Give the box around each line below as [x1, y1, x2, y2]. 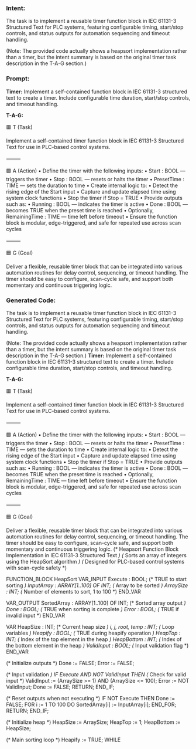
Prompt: [6, 74, 30, 83]
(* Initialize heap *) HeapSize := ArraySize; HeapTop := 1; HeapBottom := [6, 719, 181, 726]
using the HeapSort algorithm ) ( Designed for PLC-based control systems [6, 558, 185, 565]
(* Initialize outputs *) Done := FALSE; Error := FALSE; [6, 659, 135, 666]
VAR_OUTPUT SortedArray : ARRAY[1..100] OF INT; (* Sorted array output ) [6, 599, 186, 606]
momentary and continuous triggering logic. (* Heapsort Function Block [6, 545, 179, 553]
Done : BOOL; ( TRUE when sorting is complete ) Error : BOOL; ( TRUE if [6, 605, 180, 612]
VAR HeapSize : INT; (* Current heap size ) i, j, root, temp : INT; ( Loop [6, 623, 174, 630]
